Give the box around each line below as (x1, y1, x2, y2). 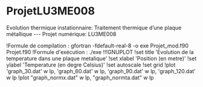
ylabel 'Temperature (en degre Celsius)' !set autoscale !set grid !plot (6, 61, 176, 68)
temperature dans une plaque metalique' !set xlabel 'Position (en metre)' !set (6, 55, 197, 62)
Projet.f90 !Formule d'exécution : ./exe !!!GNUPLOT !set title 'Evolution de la (6, 48, 195, 55)
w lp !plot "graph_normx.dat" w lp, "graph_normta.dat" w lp (6, 74, 154, 81)
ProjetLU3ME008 (6, 4, 95, 18)
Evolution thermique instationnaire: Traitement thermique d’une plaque (6, 24, 182, 31)
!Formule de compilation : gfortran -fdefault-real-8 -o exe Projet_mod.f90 (6, 42, 189, 49)
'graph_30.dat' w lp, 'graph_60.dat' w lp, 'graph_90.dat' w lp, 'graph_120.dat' (6, 67, 196, 74)
